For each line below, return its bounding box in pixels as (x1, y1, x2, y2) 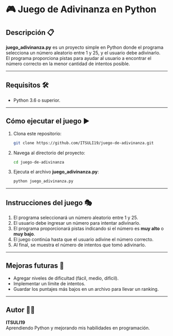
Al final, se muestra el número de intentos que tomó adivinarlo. (13, 242, 146, 248)
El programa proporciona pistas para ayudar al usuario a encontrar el (6, 55, 152, 61)
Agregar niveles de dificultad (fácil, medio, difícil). (13, 275, 119, 281)
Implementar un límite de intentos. (13, 280, 86, 287)
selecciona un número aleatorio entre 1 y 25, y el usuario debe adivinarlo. (6, 50, 161, 56)
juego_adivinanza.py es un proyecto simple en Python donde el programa (6, 44, 164, 50)
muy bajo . (13, 231, 35, 237)
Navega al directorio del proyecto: (13, 149, 85, 156)
